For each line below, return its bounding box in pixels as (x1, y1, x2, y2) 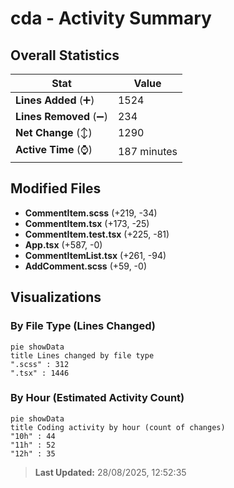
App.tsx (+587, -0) (24, 238, 103, 251)
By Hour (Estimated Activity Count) (10, 391, 185, 405)
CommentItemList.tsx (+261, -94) (24, 249, 167, 261)
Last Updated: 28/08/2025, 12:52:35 (34, 466, 187, 478)
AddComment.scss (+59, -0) (24, 260, 147, 272)
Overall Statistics (10, 47, 120, 64)
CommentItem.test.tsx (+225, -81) (24, 228, 170, 240)
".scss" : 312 (10, 359, 70, 369)
